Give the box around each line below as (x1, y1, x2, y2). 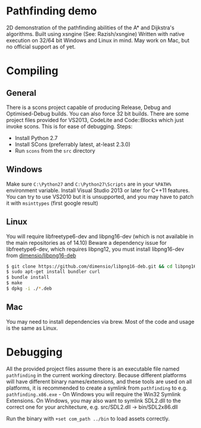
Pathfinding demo (6, 4, 98, 18)
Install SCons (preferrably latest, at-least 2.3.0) (14, 141, 130, 148)
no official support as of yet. (6, 43, 76, 50)
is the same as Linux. (6, 324, 59, 332)
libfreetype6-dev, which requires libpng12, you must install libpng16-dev (6, 245, 184, 253)
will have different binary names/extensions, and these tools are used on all (6, 378, 193, 385)
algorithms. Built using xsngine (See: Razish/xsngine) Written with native (6, 30, 185, 37)
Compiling (6, 64, 59, 78)
